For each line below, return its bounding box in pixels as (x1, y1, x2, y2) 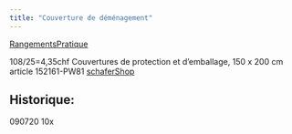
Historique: (9, 92, 75, 108)
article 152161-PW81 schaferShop (9, 66, 135, 77)
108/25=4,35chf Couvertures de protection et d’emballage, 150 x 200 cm (9, 56, 284, 67)
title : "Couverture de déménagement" (9, 13, 153, 23)
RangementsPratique (9, 38, 89, 49)
